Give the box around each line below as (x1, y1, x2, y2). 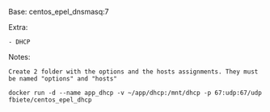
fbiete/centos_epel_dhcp (8, 96, 92, 104)
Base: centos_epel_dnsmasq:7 (8, 7, 109, 16)
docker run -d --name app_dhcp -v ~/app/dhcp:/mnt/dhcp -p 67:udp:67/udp (8, 89, 263, 97)
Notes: (8, 52, 31, 61)
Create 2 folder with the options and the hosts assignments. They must (8, 68, 259, 76)
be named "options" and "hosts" (8, 75, 117, 83)
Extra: (8, 23, 28, 31)
